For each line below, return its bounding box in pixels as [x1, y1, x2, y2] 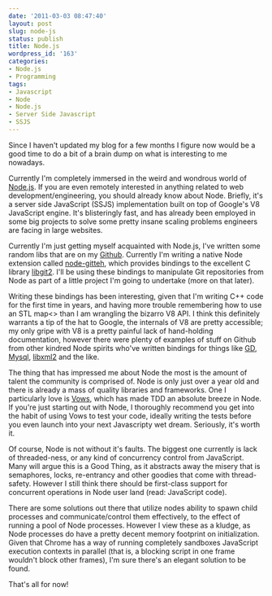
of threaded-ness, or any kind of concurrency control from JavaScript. [8, 453, 244, 462]
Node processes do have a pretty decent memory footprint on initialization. [8, 528, 260, 538]
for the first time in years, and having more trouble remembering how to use [8, 300, 262, 309]
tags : [8, 80, 27, 88]
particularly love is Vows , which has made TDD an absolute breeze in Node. [8, 393, 262, 403]
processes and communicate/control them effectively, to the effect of [8, 511, 241, 521]
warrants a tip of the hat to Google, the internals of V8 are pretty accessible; [8, 317, 264, 326]
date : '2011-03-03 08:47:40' [8, 11, 107, 20]
